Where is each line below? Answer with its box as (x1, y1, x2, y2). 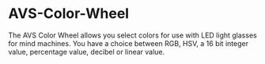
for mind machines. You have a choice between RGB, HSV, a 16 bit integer (8, 38, 249, 48)
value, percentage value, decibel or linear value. (8, 47, 165, 56)
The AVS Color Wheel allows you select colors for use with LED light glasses (8, 30, 257, 40)
